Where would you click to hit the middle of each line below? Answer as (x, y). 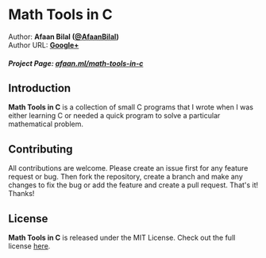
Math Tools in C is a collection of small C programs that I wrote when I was (131, 107)
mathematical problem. (46, 124)
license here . (29, 246)
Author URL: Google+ (44, 44)
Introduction (40, 88)
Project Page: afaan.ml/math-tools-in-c (76, 63)
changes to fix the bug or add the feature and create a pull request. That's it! (133, 185)
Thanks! (21, 194)
